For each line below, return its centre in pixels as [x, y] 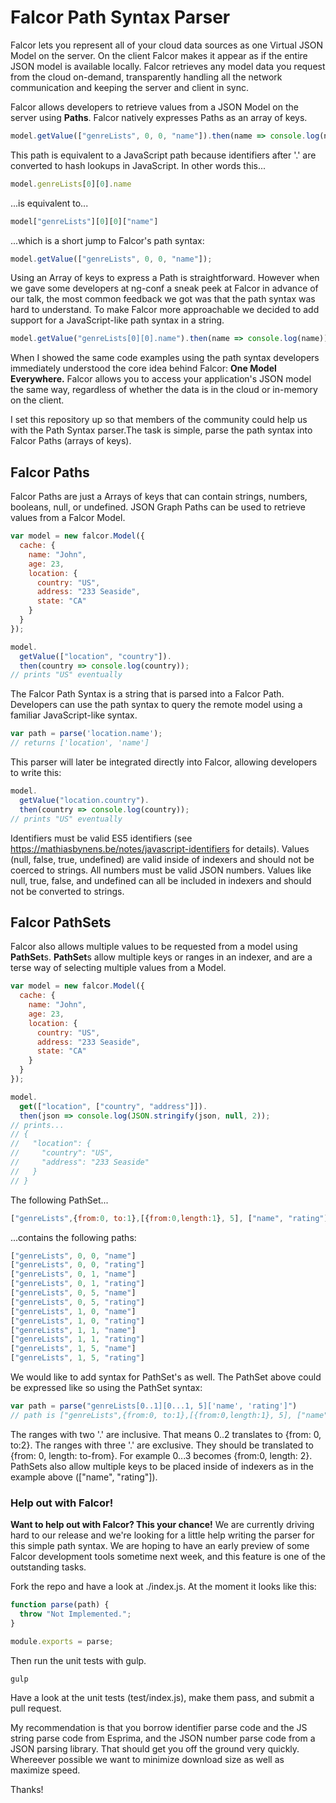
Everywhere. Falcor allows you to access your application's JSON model [161, 379]
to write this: [36, 772]
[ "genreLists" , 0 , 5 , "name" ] [73, 1293]
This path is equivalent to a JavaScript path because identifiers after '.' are [163, 155]
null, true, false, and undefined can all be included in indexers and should [161, 880]
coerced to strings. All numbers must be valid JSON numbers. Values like [161, 870]
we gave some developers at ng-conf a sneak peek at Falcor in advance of [164, 288]
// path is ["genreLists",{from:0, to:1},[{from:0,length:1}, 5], [151, 1415]
